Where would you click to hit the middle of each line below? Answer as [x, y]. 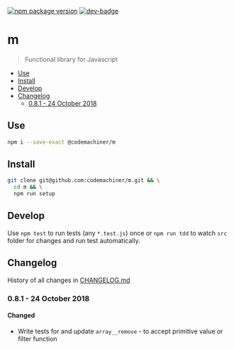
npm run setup [34, 194]
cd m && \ [28, 187]
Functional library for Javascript [71, 59]
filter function [38, 338]
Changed [21, 316]
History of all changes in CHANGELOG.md [69, 280]
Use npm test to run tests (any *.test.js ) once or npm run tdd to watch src [117, 233]
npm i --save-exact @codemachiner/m [61, 142]
